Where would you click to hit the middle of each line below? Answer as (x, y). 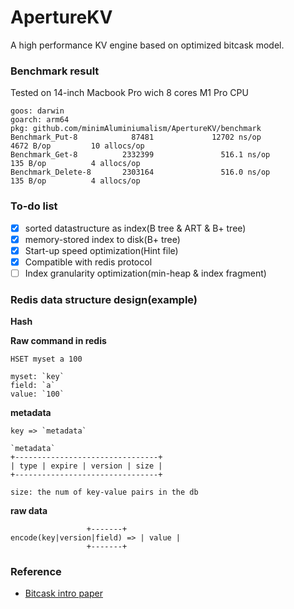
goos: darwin (37, 111)
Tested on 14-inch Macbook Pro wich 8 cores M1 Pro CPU (129, 93)
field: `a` (33, 386)
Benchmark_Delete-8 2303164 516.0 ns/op (140, 172)
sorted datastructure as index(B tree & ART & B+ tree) (135, 228)
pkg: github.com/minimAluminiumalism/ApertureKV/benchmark (136, 129)
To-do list (34, 206)
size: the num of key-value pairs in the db (104, 492)
